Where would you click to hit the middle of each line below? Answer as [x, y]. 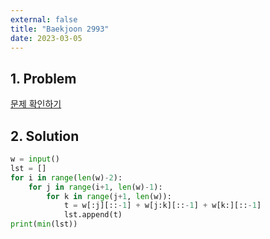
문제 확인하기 [36, 104]
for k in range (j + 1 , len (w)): [109, 196]
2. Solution [45, 136]
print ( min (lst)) [44, 224]
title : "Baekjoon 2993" [60, 29]
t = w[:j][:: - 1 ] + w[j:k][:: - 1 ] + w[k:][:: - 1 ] [162, 206]
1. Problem [43, 78]
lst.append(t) [93, 215]
